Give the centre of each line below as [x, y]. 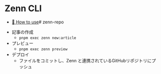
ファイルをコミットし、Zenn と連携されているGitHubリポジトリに [85, 60]
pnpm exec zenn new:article [47, 38]
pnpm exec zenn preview [43, 49]
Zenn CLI [23, 9]
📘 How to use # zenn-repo [38, 22]
